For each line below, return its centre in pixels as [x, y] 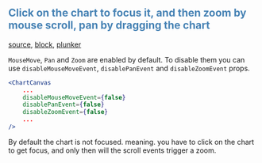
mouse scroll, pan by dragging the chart [109, 26]
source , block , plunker [45, 44]
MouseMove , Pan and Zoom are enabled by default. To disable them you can [127, 59]
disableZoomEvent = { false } [65, 112]
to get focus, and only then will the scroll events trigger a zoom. [112, 150]
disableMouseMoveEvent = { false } [74, 97]
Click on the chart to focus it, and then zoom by [127, 13]
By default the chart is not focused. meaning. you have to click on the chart [131, 142]
